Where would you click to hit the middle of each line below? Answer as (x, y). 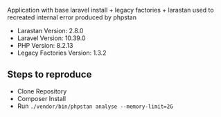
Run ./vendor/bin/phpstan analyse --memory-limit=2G (95, 106)
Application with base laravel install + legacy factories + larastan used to (110, 10)
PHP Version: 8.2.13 (45, 45)
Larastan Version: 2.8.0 (50, 31)
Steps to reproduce (50, 74)
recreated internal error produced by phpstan (72, 17)
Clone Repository (42, 91)
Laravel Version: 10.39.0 (51, 38)
